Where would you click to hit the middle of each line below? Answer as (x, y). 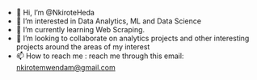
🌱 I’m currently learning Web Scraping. (80, 29)
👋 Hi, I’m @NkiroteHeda (55, 13)
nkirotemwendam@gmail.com (65, 67)
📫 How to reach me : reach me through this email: (100, 56)
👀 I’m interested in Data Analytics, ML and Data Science (109, 21)
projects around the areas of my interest (83, 47)
